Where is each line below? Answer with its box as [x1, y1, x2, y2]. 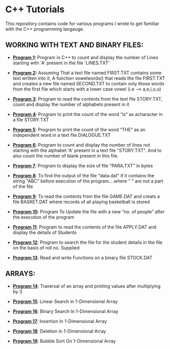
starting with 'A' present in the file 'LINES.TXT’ [12, 60, 110, 66]
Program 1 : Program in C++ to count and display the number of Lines [12, 54, 158, 60]
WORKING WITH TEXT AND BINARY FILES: [5, 41, 144, 50]
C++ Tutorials [5, 4, 65, 15]
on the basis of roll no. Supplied [12, 244, 80, 251]
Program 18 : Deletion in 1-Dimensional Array [12, 328, 106, 334]
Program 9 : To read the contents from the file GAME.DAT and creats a [12, 193, 160, 199]
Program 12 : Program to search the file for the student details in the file [12, 239, 163, 245]
